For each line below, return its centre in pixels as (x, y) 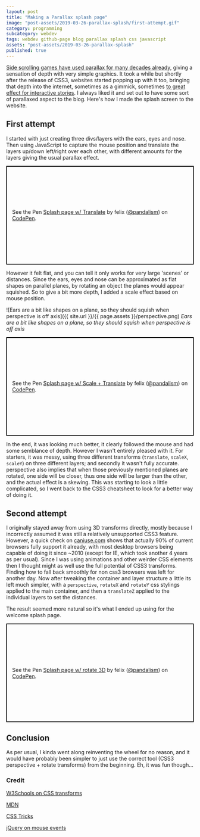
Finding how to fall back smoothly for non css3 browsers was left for (90, 572)
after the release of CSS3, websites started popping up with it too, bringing (98, 80)
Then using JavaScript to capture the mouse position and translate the (93, 145)
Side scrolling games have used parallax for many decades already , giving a (99, 67)
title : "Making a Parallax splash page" (57, 17)
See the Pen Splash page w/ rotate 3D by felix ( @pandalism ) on (90, 670)
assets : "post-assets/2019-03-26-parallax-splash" (70, 45)
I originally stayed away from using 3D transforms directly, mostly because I (99, 528)
